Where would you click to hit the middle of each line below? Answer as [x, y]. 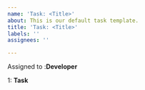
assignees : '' [29, 40]
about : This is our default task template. [73, 21]
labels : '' [24, 34]
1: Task [18, 80]
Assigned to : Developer [42, 67]
